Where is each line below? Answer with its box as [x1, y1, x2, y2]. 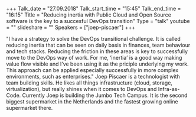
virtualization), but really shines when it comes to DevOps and [6, 86, 157, 92]
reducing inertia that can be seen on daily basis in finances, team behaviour [6, 41, 191, 48]
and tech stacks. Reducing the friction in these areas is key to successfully [6, 48, 188, 55]
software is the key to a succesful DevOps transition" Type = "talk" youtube [6, 18, 190, 24]
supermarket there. [6, 105, 53, 111]
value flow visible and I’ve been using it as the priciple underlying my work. [6, 60, 189, 67]
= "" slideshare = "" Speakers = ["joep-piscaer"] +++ [6, 24, 136, 31]
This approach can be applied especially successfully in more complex [6, 67, 179, 73]
